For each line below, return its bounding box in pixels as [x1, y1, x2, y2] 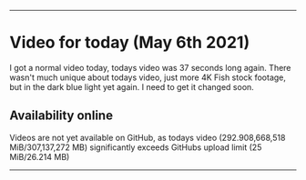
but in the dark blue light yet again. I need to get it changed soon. [9, 81, 255, 92]
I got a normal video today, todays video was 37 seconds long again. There [9, 62, 291, 73]
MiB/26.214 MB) [9, 151, 70, 162]
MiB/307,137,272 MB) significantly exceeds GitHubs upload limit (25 [9, 142, 262, 153]
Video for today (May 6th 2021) [9, 33, 250, 53]
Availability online [9, 108, 114, 124]
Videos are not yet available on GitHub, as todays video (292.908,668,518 [9, 132, 286, 143]
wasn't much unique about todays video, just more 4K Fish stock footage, [9, 72, 287, 83]
